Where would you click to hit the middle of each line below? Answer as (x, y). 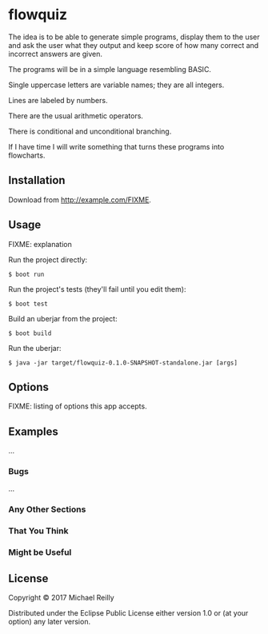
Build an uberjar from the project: (63, 318)
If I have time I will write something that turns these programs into (116, 146)
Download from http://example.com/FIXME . (80, 199)
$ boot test (28, 304)
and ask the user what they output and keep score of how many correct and (134, 45)
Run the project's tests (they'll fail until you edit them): (97, 289)
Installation (37, 180)
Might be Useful (40, 552)
